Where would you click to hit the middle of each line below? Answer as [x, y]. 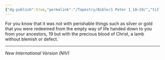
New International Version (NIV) [37, 53]
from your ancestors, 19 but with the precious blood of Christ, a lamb [75, 34]
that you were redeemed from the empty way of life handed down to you [79, 29]
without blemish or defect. [32, 39]
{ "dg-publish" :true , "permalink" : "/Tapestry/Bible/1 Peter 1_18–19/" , [78, 10]
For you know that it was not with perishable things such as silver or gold [79, 23]
